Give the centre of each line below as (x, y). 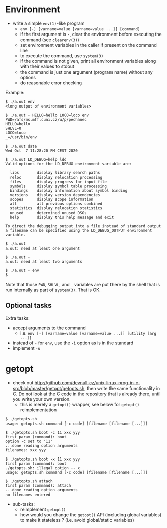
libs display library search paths (55, 173)
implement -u (26, 348)
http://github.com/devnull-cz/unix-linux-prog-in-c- (87, 383)
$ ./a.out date (21, 146)
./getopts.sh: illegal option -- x (43, 468)
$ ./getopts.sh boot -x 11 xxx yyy (43, 459)
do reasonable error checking (51, 83)
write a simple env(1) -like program (48, 23)
